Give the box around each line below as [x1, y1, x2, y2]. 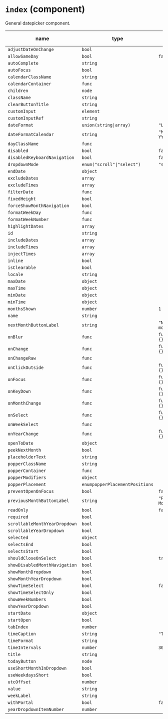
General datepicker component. [5, 20, 71, 26]
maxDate [7, 278, 26, 284]
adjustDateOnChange [7, 46, 54, 52]
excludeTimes [7, 182, 39, 188]
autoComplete [7, 60, 39, 66]
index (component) [5, 3, 85, 15]
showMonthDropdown [7, 569, 51, 574]
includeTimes [7, 244, 39, 249]
